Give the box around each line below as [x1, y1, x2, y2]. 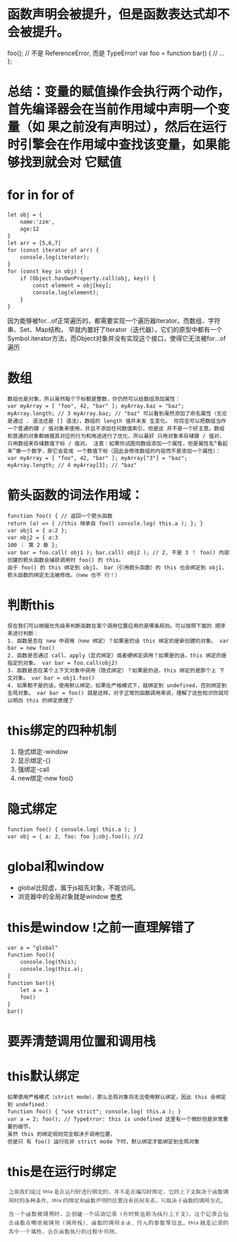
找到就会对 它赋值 [20, 155, 122, 170]
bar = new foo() [7, 644, 55, 651]
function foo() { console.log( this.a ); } [7, 826, 138, 833]
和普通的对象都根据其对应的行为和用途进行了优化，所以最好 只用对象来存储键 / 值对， [7, 432, 225, 439]
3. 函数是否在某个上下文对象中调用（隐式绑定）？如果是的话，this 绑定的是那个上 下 [7, 667, 225, 674]
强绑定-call [17, 764, 50, 774]
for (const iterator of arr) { [7, 247, 99, 254]
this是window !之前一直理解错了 [7, 919, 196, 935]
